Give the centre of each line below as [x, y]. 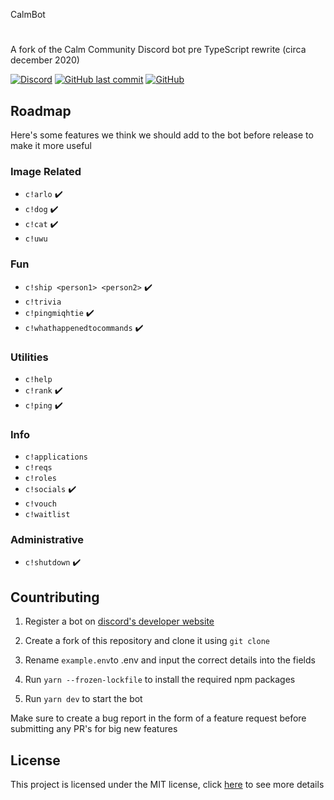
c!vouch [40, 504]
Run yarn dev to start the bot [83, 699]
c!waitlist [47, 515]
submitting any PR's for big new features [94, 729]
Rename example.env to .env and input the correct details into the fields [170, 660]
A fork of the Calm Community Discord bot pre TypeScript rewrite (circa [158, 50]
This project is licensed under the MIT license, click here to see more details [167, 785]
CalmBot [28, 14]
